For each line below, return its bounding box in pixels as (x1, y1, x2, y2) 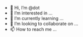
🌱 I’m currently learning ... (10, 15, 64, 21)
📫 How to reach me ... (10, 26, 57, 32)
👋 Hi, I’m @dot (10, 5, 40, 10)
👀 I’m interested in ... (10, 10, 53, 16)
